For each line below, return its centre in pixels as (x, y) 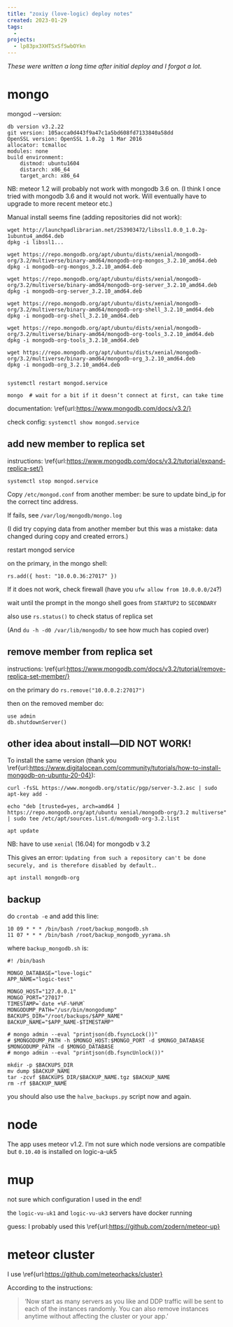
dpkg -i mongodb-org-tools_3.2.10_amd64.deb (73, 340)
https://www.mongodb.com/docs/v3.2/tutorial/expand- (146, 461)
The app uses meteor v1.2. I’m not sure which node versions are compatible (116, 1144)
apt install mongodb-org (43, 878)
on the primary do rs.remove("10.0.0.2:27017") (76, 690)
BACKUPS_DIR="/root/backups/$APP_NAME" (65, 1016)
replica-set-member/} (38, 676)
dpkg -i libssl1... (36, 242)
